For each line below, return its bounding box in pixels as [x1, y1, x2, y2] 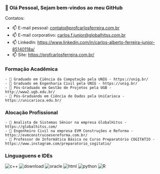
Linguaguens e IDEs [5, 152, 53, 159]
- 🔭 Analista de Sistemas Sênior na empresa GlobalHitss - [5, 120, 127, 125]
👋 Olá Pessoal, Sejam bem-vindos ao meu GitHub [5, 4, 123, 11]
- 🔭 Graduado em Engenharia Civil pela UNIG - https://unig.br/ [5, 81, 138, 86]
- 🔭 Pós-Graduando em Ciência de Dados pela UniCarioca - [5, 94, 125, 99]
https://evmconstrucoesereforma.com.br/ [5, 132, 88, 137]
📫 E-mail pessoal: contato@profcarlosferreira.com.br [12, 25, 120, 31]
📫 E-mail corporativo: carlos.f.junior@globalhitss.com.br [12, 32, 126, 38]
